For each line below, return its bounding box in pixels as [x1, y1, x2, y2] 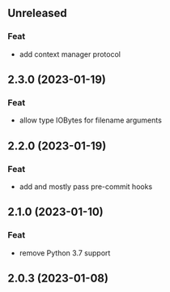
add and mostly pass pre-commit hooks [19, 182, 153, 191]
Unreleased [7, 6, 68, 20]
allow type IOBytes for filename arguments [19, 115, 163, 125]
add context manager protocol [19, 49, 121, 59]
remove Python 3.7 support [19, 247, 111, 258]
